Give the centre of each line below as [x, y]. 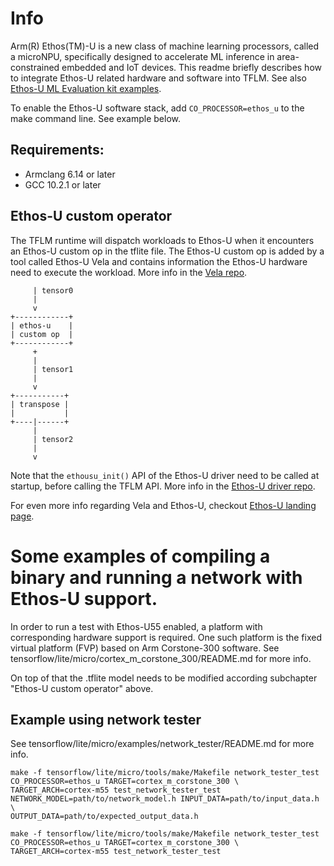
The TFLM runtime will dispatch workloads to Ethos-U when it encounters [162, 240]
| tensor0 [53, 290]
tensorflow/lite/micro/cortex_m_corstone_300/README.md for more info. [161, 658]
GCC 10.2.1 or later [63, 184]
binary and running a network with [156, 577]
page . [22, 516]
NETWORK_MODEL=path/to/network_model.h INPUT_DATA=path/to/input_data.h [165, 799]
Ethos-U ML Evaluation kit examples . [86, 88]
